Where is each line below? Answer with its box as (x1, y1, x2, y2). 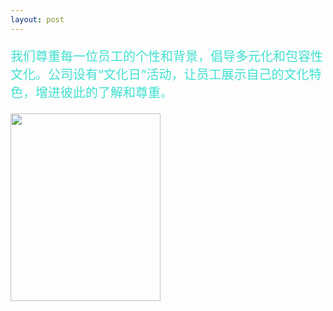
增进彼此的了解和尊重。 (34, 84, 173, 101)
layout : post (10, 14, 65, 25)
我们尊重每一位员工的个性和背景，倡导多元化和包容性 (10, 48, 323, 65)
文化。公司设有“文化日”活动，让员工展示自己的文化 (10, 66, 310, 83)
